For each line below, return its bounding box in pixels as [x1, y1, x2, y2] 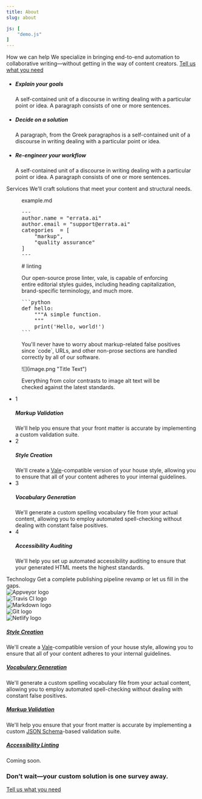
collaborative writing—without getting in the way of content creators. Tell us [6, 60, 196, 67]
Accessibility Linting [6, 741, 59, 749]
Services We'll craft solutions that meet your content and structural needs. [6, 185, 192, 192]
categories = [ [21, 227, 70, 234]
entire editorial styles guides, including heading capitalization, [21, 280, 176, 288]
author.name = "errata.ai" [21, 215, 102, 222]
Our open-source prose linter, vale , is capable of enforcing [21, 274, 168, 282]
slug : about [6, 15, 36, 21]
